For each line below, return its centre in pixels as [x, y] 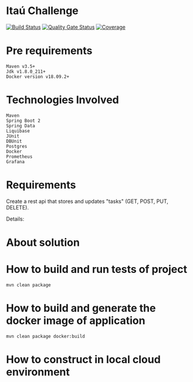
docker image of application [76, 321]
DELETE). [18, 207]
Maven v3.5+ [21, 66]
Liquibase [18, 131]
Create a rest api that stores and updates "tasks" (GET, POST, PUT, [87, 201]
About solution [43, 242]
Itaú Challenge [43, 11]
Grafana [16, 162]
